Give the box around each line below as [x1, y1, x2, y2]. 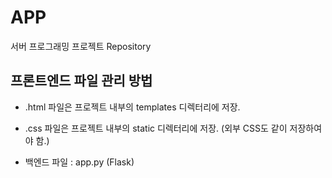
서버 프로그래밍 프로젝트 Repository [10, 40, 152, 52]
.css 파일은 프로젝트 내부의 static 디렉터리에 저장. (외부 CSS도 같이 [24, 122, 288, 134]
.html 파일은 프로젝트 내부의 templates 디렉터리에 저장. [24, 101, 241, 113]
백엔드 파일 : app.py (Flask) [24, 156, 135, 168]
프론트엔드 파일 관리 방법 [10, 72, 153, 90]
